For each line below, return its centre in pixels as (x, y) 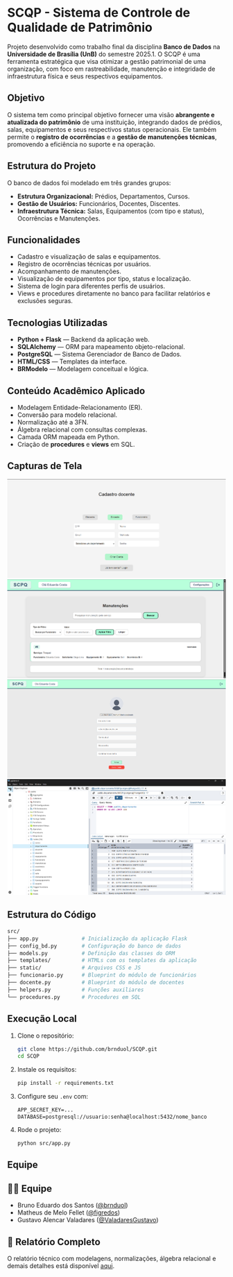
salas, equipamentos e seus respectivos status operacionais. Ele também (112, 129)
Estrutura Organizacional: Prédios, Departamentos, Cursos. (103, 196)
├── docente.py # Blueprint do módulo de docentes (96, 983)
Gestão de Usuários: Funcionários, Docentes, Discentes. (98, 203)
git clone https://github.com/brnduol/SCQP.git (87, 1049)
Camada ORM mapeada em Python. (68, 437)
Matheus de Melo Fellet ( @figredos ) (68, 1212)
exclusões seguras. (45, 301)
